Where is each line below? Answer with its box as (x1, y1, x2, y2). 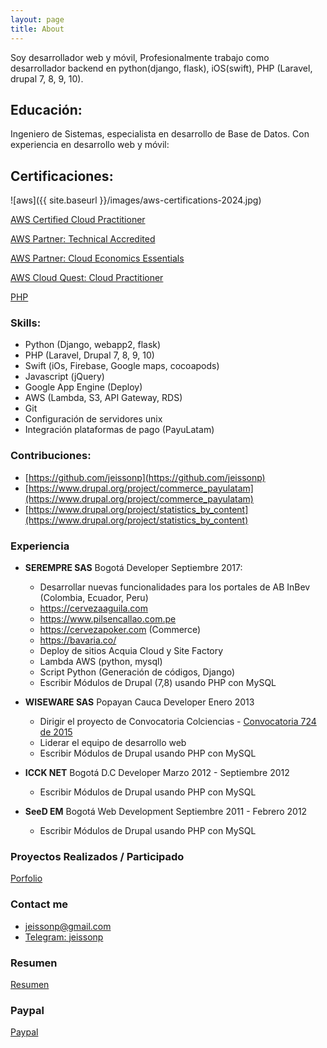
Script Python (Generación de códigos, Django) (39, 666, 236, 678)
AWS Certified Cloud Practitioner (10, 214, 146, 226)
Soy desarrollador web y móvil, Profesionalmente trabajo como (10, 51, 270, 63)
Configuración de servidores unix (24, 413, 163, 425)
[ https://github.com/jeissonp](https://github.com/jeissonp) (24, 471, 266, 483)
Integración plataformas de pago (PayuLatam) (24, 424, 215, 436)
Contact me (10, 897, 69, 911)
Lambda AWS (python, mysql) (39, 656, 163, 668)
